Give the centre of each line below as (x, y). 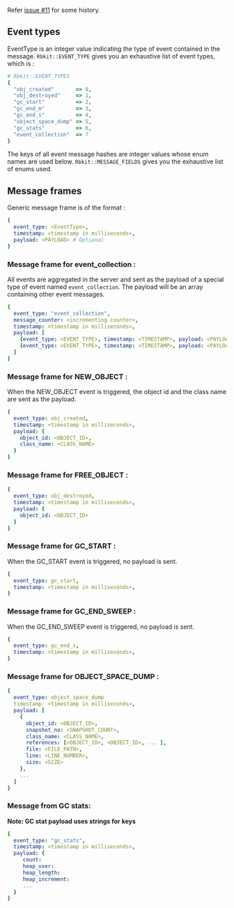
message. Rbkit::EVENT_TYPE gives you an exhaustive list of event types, (111, 56)
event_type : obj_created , (51, 418)
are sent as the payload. (42, 399)
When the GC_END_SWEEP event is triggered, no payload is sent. (101, 627)
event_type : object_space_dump (59, 698)
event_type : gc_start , (46, 581)
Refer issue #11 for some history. (54, 10)
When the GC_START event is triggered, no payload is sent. (92, 561)
